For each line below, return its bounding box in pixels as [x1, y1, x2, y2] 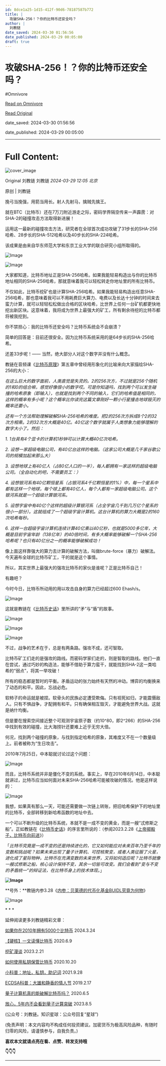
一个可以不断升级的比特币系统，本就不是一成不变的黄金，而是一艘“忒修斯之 [5, 819, 159, 826]
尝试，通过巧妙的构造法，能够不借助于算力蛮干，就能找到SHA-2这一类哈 [9, 661, 157, 667]
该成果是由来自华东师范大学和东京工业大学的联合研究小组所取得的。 [5, 242, 143, 248]
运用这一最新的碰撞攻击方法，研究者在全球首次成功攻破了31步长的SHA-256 [5, 225, 158, 232]
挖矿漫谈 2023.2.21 [5, 948, 44, 954]
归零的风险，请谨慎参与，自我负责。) [5, 1028, 78, 1033]
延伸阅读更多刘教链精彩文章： [5, 917, 66, 923]
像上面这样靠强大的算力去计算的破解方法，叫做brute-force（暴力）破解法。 [5, 548, 158, 554]
